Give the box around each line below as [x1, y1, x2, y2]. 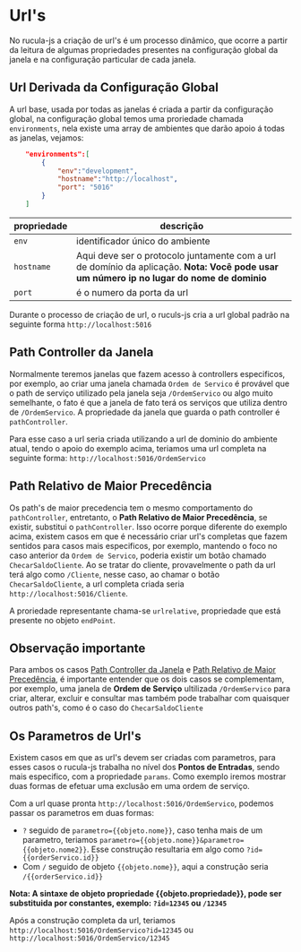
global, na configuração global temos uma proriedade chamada [9, 113, 244, 124]
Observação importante [9, 640, 146, 656]
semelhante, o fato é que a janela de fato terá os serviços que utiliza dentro [9, 397, 288, 407]
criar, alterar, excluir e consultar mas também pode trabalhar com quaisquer [9, 693, 289, 704]
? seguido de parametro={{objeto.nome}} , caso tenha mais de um [21, 825, 262, 836]
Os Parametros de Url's [9, 728, 142, 743]
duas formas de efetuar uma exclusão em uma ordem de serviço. [9, 781, 251, 792]
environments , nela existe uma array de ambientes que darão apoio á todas [9, 123, 285, 133]
